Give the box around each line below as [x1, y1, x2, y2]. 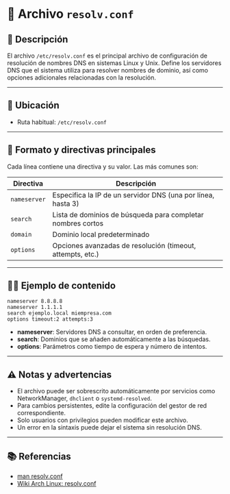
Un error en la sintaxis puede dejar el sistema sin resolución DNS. [16, 423, 202, 432]
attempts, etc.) [52, 249, 99, 259]
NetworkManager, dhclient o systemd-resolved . [16, 394, 152, 403]
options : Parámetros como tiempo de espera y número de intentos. [16, 343, 207, 351]
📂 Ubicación [7, 99, 60, 112]
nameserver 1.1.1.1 [7, 304, 63, 311]
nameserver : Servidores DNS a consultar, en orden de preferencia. [16, 328, 207, 336]
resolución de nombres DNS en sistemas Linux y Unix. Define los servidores [7, 59, 222, 67]
